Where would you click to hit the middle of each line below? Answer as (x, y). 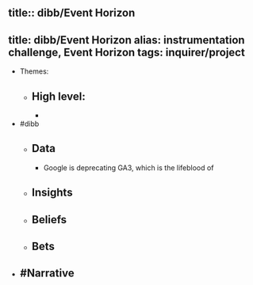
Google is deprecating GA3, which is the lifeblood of (128, 167)
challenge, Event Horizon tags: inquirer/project (127, 52)
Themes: (34, 71)
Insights (52, 193)
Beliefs (49, 220)
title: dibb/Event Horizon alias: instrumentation (126, 40)
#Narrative (47, 274)
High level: (58, 96)
